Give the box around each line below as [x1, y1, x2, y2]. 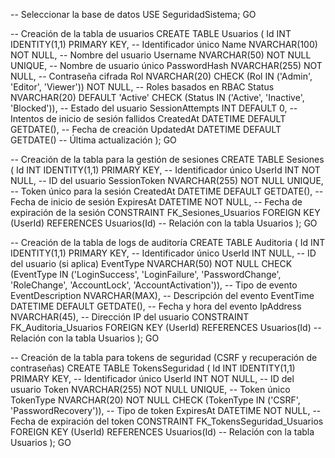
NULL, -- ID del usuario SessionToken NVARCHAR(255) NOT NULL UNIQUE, [10, 175, 324, 186]
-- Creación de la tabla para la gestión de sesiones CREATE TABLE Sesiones [10, 154, 325, 165]
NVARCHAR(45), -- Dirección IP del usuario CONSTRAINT [10, 311, 250, 323]
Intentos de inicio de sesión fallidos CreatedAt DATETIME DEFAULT [10, 113, 287, 124]
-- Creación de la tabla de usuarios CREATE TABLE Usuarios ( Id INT [10, 28, 292, 39]
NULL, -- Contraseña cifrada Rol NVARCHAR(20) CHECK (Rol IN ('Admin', [10, 70, 313, 82]
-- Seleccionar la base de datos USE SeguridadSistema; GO [10, 9, 257, 20]
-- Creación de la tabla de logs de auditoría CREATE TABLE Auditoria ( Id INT [10, 237, 326, 248]
